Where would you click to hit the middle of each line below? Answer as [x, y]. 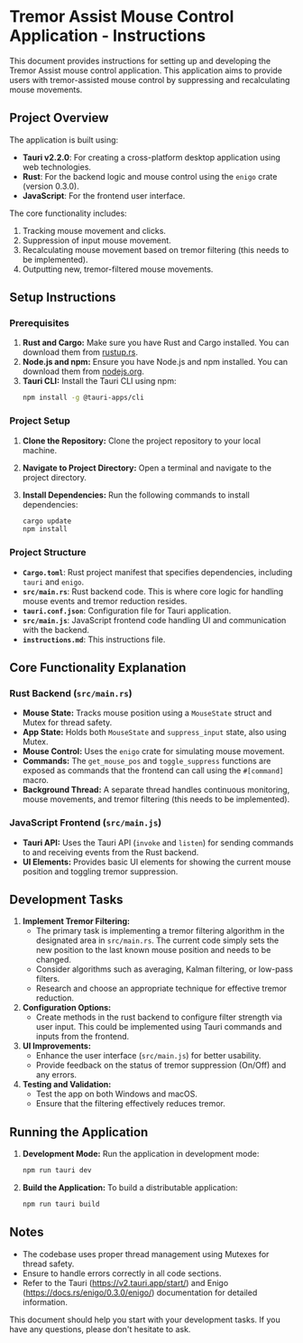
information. [45, 1301]
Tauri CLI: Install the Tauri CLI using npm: [99, 381]
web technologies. [57, 167]
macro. [36, 780]
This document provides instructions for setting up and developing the [140, 61]
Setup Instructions [63, 298]
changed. [54, 960]
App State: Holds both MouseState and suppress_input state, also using [154, 732]
